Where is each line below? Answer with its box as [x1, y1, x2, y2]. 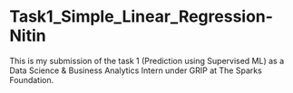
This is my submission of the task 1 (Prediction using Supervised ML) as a [9, 55, 285, 66]
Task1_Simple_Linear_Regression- [9, 6, 274, 27]
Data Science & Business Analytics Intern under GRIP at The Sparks [9, 65, 263, 76]
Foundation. [9, 74, 54, 85]
